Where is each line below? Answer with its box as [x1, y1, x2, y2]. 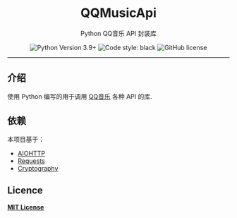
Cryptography [17, 164, 59, 172]
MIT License [7, 203, 44, 212]
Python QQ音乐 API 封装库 [80, 29, 157, 37]
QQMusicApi [80, 5, 157, 21]
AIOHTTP [17, 149, 46, 157]
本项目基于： [7, 135, 44, 143]
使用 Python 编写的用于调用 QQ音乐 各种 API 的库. [7, 92, 152, 100]
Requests [17, 157, 45, 165]
